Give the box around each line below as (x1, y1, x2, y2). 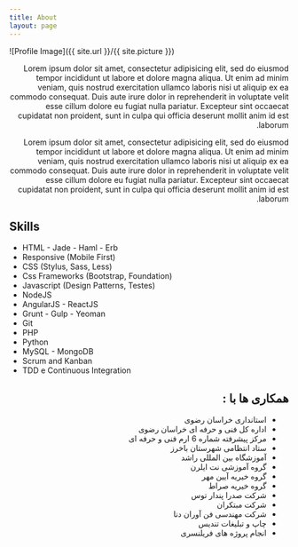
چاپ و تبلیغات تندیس (198, 519, 267, 529)
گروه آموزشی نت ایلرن (190, 462, 267, 472)
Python (21, 337, 49, 347)
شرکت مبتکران (216, 499, 267, 511)
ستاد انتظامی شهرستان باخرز (170, 443, 267, 454)
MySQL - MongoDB (21, 346, 94, 357)
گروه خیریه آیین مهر (201, 472, 267, 482)
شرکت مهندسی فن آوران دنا (173, 509, 267, 519)
